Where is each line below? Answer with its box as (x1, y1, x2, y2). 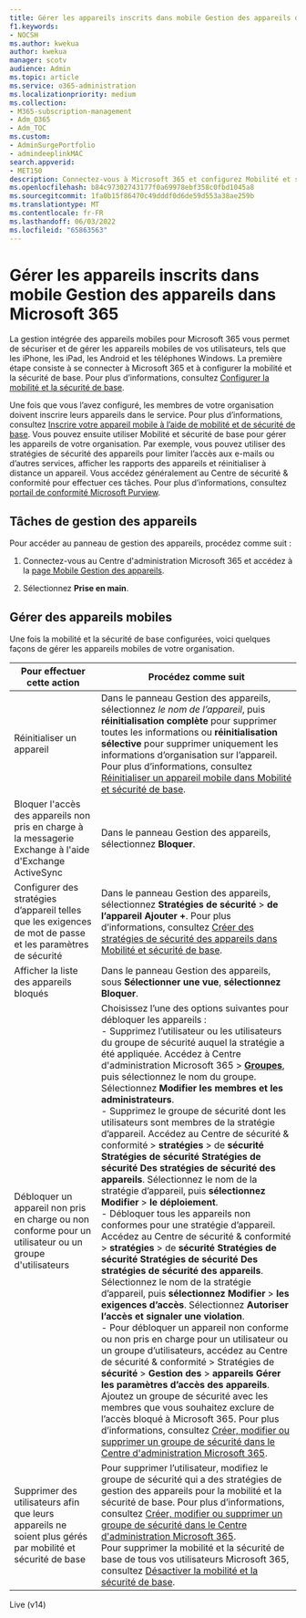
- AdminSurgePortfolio (9, 141, 96, 150)
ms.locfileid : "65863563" (9, 225, 107, 235)
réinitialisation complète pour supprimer (100, 715, 278, 727)
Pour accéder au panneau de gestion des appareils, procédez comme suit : (9, 538, 292, 548)
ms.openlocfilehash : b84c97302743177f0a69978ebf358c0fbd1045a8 (9, 183, 255, 193)
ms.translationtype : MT (9, 200, 100, 210)
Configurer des (14, 882, 79, 894)
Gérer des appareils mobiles (9, 609, 173, 625)
